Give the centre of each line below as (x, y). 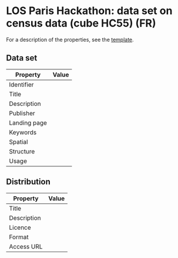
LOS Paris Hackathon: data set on (89, 11)
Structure (22, 151)
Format (19, 237)
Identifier (21, 85)
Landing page (28, 123)
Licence (20, 227)
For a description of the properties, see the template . (70, 39)
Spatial (19, 142)
